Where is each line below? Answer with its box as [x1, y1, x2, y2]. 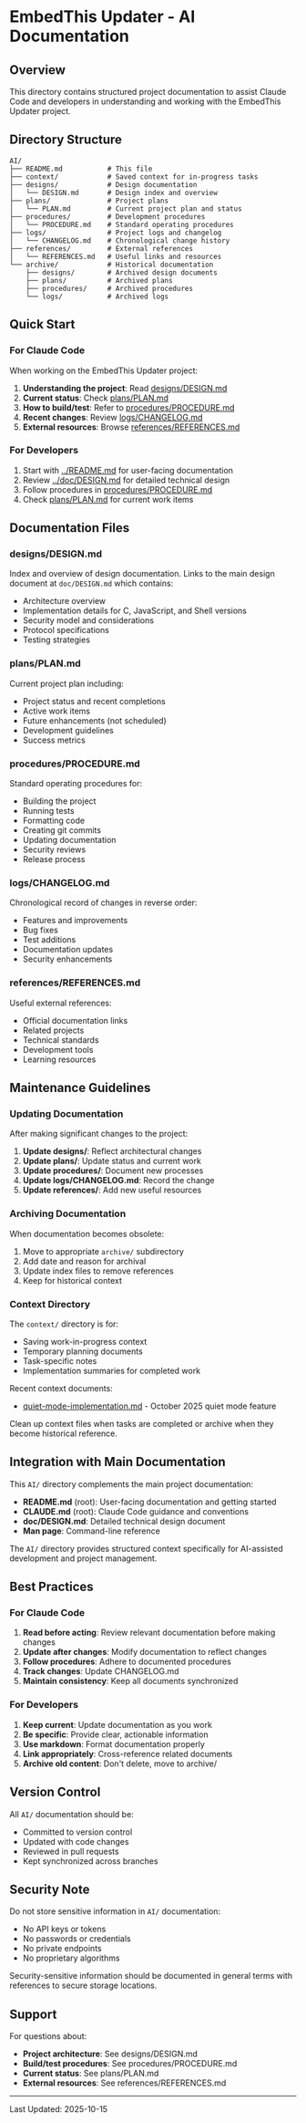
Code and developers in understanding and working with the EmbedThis [9, 96, 281, 107]
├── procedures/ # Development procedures [9, 212, 206, 221]
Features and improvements [22, 915, 128, 926]
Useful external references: [9, 997, 112, 1008]
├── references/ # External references [9, 244, 194, 253]
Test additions [22, 934, 76, 945]
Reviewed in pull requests [22, 1846, 120, 1857]
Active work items [22, 705, 91, 716]
